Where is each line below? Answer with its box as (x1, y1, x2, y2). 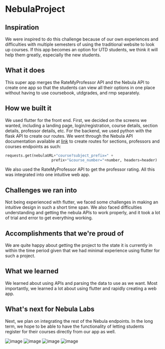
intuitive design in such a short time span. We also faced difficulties (5, 204, 142, 210)
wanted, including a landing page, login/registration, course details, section (5, 122, 158, 128)
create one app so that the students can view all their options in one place (5, 84, 155, 90)
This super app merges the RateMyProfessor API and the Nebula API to (5, 79, 150, 85)
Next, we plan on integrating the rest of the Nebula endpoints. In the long (5, 318, 153, 324)
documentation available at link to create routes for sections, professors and (5, 138, 160, 144)
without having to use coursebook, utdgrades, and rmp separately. (5, 90, 140, 96)
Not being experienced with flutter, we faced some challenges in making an (5, 199, 159, 205)
